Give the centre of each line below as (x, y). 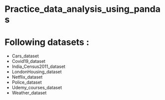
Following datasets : (47, 42)
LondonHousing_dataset (37, 72)
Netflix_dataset (27, 77)
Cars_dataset (25, 56)
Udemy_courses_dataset (37, 88)
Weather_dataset (29, 93)
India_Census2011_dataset (38, 67)
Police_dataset (27, 82)
